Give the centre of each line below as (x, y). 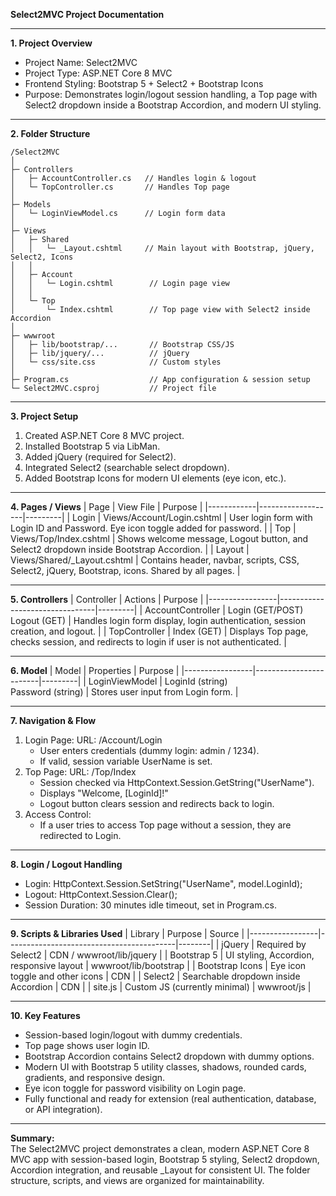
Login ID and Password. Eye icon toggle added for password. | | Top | (153, 528)
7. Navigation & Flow (53, 720)
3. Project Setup (44, 416)
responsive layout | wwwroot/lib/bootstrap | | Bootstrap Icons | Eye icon (158, 965)
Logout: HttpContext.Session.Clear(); (101, 894)
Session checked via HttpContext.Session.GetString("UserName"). (177, 782)
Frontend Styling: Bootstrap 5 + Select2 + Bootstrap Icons (144, 83)
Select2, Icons (42, 257)
